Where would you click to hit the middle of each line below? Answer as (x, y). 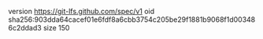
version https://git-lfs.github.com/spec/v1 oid (81, 11)
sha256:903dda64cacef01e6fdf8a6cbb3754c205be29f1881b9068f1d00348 (132, 19)
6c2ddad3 (25, 28)
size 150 (56, 28)
